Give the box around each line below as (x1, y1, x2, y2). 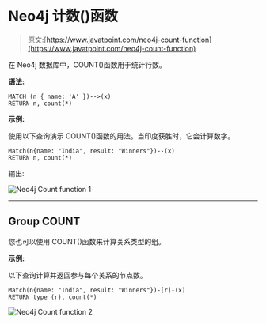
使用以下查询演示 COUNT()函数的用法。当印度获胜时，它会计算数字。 (8, 131, 235, 141)
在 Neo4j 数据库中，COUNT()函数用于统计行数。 (8, 60, 166, 70)
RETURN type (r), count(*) (8, 293, 97, 301)
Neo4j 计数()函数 (8, 7, 119, 25)
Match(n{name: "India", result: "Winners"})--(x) (8, 147, 176, 155)
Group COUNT (8, 215, 81, 228)
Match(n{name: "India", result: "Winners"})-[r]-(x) (8, 286, 186, 294)
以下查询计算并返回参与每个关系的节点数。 (8, 270, 147, 280)
